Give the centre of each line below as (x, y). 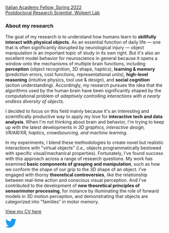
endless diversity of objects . (35, 101)
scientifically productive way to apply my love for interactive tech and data (84, 116)
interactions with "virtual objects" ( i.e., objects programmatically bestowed (83, 148)
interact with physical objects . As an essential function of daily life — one (83, 42)
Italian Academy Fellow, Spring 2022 (44, 7)
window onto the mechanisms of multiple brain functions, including (75, 64)
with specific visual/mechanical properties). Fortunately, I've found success (84, 153)
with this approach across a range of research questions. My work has (79, 159)
